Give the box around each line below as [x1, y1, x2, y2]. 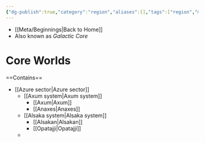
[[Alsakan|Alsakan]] [32, 118, 83, 125]
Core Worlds [6, 53, 71, 67]
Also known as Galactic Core [14, 32, 88, 40]
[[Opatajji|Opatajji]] [32, 125, 81, 132]
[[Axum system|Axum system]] [23, 92, 102, 100]
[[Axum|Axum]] [32, 98, 72, 106]
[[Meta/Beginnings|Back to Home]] [14, 26, 103, 33]
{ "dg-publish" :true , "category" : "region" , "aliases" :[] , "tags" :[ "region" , [6, 9, 195, 15]
